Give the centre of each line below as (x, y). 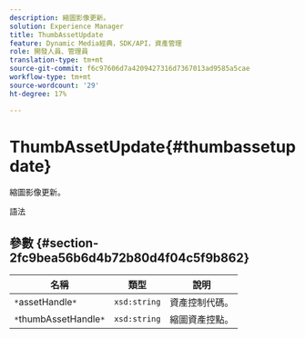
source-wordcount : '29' (55, 85)
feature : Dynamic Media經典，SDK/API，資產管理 (96, 43)
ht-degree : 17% (38, 94)
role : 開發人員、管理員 (49, 52)
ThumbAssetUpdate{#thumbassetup (153, 147)
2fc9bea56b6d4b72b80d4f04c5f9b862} (130, 258)
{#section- (67, 243)
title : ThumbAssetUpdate (56, 35)
